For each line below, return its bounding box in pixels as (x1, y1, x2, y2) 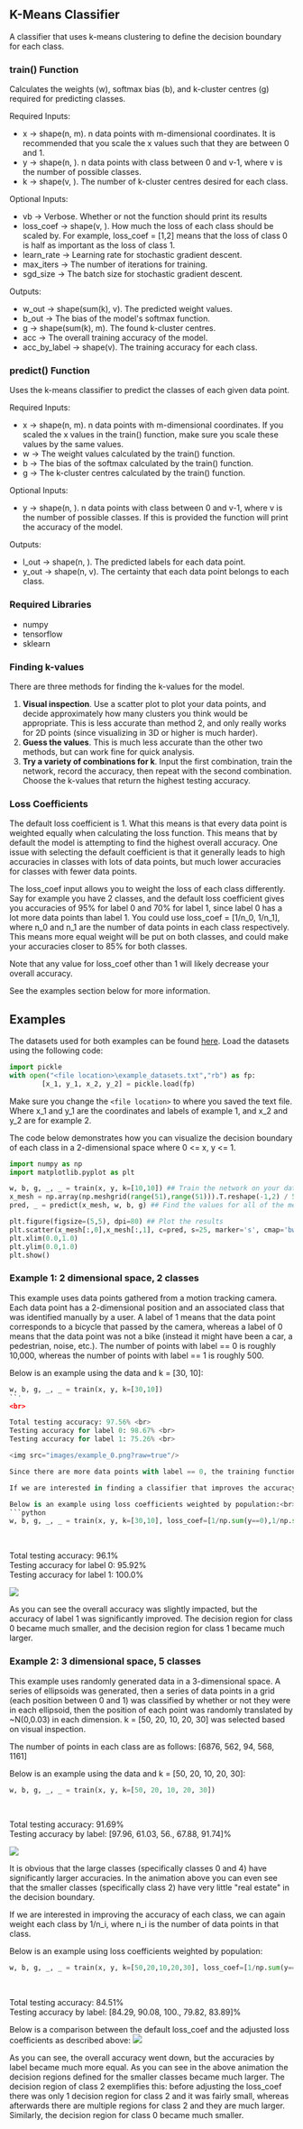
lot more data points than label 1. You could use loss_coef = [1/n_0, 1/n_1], (9, 913, 280, 923)
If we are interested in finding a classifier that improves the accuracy (9, 1483, 297, 1492)
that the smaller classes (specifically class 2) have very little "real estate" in (9, 1882, 290, 1893)
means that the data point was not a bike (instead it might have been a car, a (9, 1330, 293, 1342)
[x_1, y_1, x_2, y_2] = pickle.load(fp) (41, 1079, 196, 1088)
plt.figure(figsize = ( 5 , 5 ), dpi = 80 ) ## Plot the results (9, 1217, 224, 1226)
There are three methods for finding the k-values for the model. (9, 681, 245, 692)
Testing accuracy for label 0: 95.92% (9, 1560, 147, 1571)
